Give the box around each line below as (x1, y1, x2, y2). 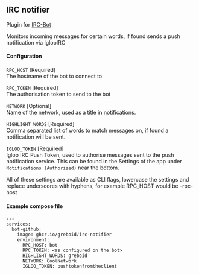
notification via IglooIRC (6, 39, 66, 46)
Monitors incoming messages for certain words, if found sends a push (6, 33, 181, 40)
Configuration (6, 52, 42, 60)
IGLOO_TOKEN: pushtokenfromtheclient (22, 264, 118, 270)
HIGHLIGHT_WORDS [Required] (6, 121, 75, 128)
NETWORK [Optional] (6, 103, 52, 110)
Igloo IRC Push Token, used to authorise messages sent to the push (6, 151, 174, 159)
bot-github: (11, 226, 42, 233)
